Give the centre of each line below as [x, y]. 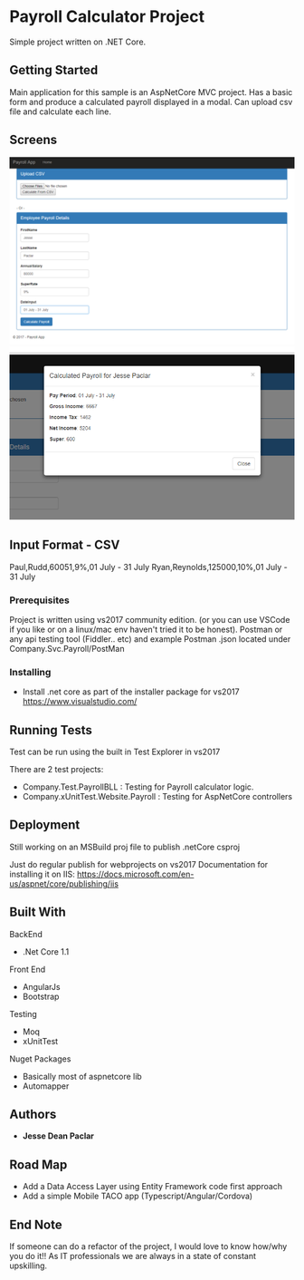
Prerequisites [39, 600]
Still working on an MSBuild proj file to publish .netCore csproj [125, 847]
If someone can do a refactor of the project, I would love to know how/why [148, 1246]
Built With [38, 912]
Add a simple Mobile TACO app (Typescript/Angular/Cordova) [138, 1196]
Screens [33, 140]
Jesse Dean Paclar [58, 1136]
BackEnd [26, 934]
